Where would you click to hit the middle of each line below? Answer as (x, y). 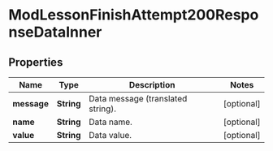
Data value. (110, 135)
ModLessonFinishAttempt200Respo (134, 15)
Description (152, 85)
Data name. (110, 122)
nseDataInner (55, 32)
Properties (36, 62)
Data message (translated (138, 99)
